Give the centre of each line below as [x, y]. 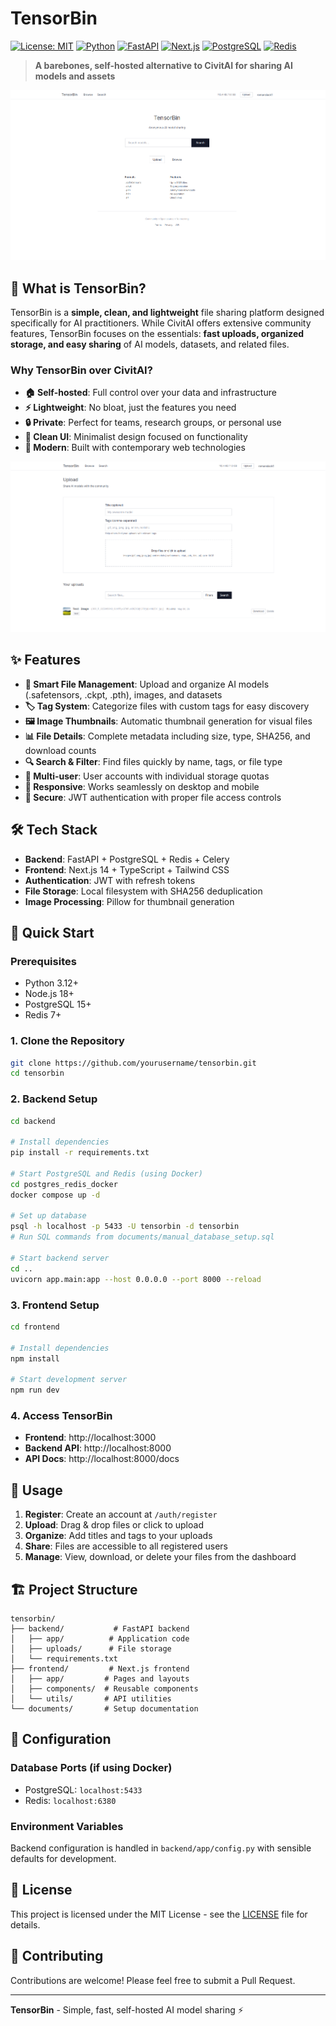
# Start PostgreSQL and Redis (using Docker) [106, 1173]
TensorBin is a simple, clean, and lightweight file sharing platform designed [167, 313]
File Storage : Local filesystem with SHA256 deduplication [143, 891]
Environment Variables [67, 1826]
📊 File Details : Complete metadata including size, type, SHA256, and [167, 736]
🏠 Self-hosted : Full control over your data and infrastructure [150, 393]
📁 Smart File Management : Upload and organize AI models [147, 684]
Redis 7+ [43, 1015]
